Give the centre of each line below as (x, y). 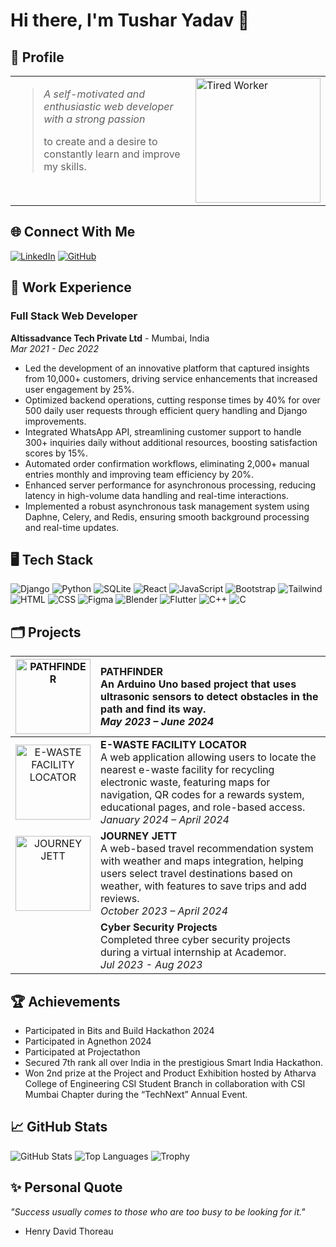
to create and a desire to (100, 141)
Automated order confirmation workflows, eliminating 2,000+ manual (167, 463)
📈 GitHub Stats (59, 1127)
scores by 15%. (56, 453)
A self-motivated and (94, 94)
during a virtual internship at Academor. (193, 952)
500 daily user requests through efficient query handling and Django (166, 410)
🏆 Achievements (65, 1001)
